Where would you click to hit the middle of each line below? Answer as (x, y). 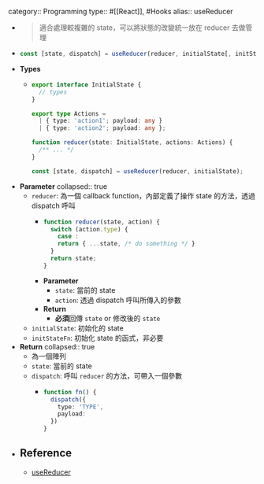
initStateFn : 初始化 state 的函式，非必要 (97, 338)
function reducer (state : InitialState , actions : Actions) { (132, 142)
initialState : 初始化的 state (77, 328)
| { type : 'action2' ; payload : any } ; (102, 128)
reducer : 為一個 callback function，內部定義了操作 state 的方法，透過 (143, 195)
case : (69, 236)
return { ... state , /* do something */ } (126, 244)
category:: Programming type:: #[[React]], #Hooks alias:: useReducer (121, 11)
